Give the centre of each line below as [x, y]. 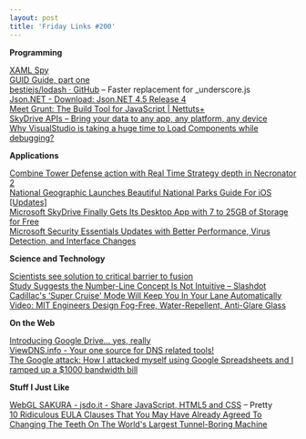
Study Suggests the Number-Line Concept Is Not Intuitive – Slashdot [138, 286]
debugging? [32, 138]
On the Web [32, 322]
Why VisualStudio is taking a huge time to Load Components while [134, 128]
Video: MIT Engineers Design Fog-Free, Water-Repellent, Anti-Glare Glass [148, 305]
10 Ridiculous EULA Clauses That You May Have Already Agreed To [136, 414]
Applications [34, 155]
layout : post [34, 18]
